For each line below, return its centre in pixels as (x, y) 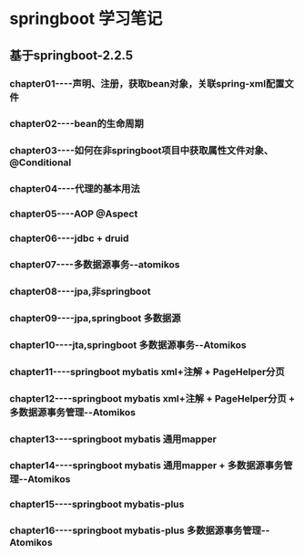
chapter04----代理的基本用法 (75, 189)
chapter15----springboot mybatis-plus (97, 505)
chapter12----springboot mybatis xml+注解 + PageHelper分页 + (152, 398)
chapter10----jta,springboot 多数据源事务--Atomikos (128, 345)
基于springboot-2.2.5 (71, 55)
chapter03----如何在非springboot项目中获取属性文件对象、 (142, 151)
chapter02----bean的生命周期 (76, 124)
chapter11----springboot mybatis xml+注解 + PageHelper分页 (147, 372)
